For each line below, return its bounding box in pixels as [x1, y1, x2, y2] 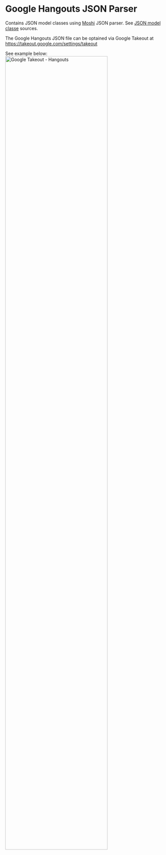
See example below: [5, 50, 48, 56]
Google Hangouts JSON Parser [5, 3, 138, 15]
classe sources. [5, 25, 38, 31]
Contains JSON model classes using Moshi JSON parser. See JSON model [5, 20, 161, 26]
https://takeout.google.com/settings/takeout [5, 40, 98, 46]
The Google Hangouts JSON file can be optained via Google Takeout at [5, 35, 154, 41]
